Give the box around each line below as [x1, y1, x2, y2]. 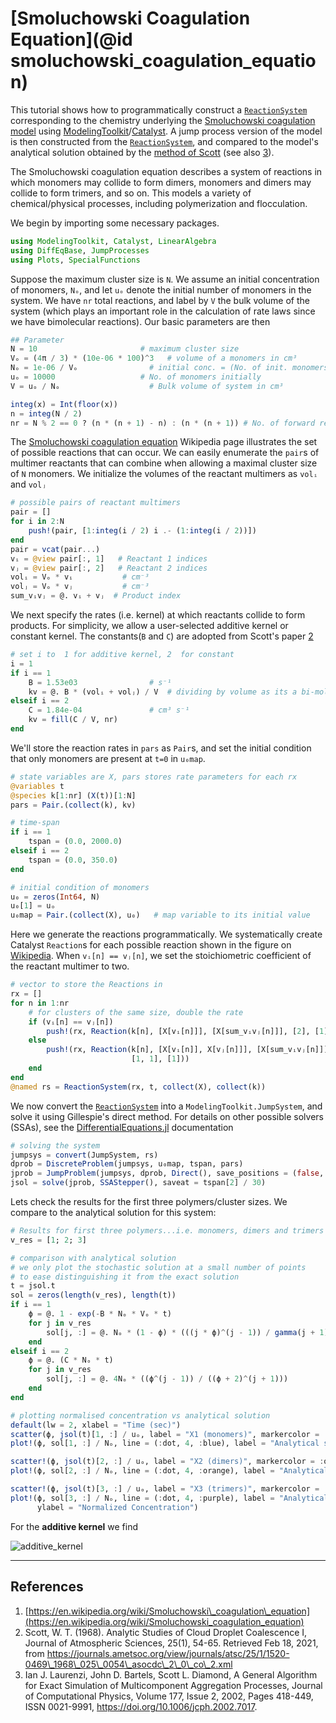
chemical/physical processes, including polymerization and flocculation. [10, 197, 308, 209]
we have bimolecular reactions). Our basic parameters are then [10, 315, 271, 327]
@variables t [10, 781, 65, 791]
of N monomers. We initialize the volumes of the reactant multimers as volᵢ [10, 468, 318, 480]
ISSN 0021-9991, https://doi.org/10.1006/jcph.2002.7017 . [24, 1700, 258, 1712]
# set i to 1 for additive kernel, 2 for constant [10, 650, 235, 660]
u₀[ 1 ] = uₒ [10, 901, 56, 911]
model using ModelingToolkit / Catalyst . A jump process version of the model [10, 125, 323, 137]
